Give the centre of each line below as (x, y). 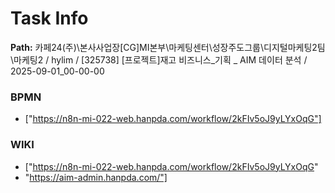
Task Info (49, 18)
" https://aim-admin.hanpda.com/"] (96, 177)
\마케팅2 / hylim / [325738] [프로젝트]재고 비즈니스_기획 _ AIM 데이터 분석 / (159, 59)
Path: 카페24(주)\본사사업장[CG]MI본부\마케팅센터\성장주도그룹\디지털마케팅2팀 (168, 47)
